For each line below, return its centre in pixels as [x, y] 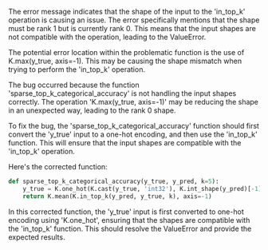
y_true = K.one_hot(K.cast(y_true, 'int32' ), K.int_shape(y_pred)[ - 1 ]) [144, 188]
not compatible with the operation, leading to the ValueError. [107, 37]
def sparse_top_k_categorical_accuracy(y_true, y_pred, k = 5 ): [114, 181]
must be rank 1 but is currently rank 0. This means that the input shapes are [132, 28]
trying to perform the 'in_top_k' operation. [77, 69]
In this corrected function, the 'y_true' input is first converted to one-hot [126, 212]
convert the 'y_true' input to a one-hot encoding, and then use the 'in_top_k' [133, 134]
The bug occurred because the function [74, 85]
